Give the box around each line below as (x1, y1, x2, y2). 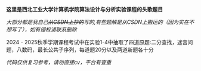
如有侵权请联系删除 (29, 26, 77, 33)
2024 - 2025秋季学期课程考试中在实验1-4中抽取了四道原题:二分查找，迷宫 (6, 39, 188, 45)
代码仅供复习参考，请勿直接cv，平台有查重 (6, 59, 112, 66)
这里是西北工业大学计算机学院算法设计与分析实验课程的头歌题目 (6, 6, 163, 13)
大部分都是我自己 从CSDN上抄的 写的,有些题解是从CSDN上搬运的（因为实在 (6, 18, 189, 26)
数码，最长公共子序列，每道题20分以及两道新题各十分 (21, 46, 154, 53)
